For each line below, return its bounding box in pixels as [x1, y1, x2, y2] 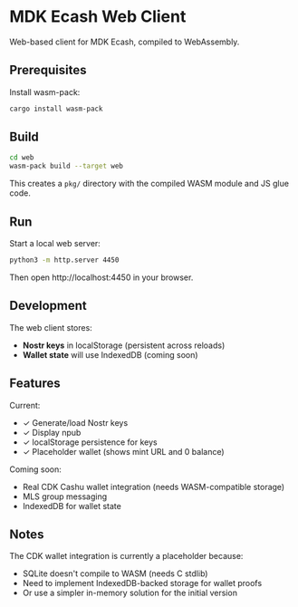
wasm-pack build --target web [9, 161, 124, 171]
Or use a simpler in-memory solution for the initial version [22, 587, 238, 599]
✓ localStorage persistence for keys [22, 437, 158, 448]
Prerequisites [9, 63, 87, 78]
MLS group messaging [22, 491, 107, 502]
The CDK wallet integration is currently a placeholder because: [9, 551, 244, 562]
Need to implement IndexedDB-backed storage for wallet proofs [22, 578, 263, 589]
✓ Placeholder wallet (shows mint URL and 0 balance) [22, 446, 225, 457]
